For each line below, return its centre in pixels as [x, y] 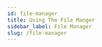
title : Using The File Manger [51, 20]
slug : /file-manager [37, 33]
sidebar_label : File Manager [50, 26]
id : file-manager [32, 13]
